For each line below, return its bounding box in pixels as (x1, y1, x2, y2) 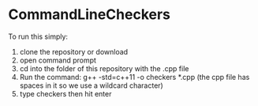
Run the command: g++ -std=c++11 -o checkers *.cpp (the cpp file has (19, 72, 250, 81)
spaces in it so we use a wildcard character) (19, 81, 163, 90)
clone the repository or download (19, 47, 129, 56)
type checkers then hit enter (19, 89, 112, 98)
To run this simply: (8, 32, 69, 41)
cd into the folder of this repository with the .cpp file (19, 63, 189, 73)
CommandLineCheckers (8, 6, 171, 24)
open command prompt (19, 55, 97, 65)
